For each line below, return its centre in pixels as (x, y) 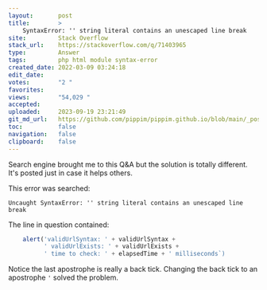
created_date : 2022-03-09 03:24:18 (67, 68)
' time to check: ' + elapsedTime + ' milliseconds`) (134, 254)
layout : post (41, 16)
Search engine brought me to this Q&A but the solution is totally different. (128, 164)
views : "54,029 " (49, 97)
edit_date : (26, 75)
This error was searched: (49, 188)
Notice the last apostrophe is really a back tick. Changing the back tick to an (133, 269)
